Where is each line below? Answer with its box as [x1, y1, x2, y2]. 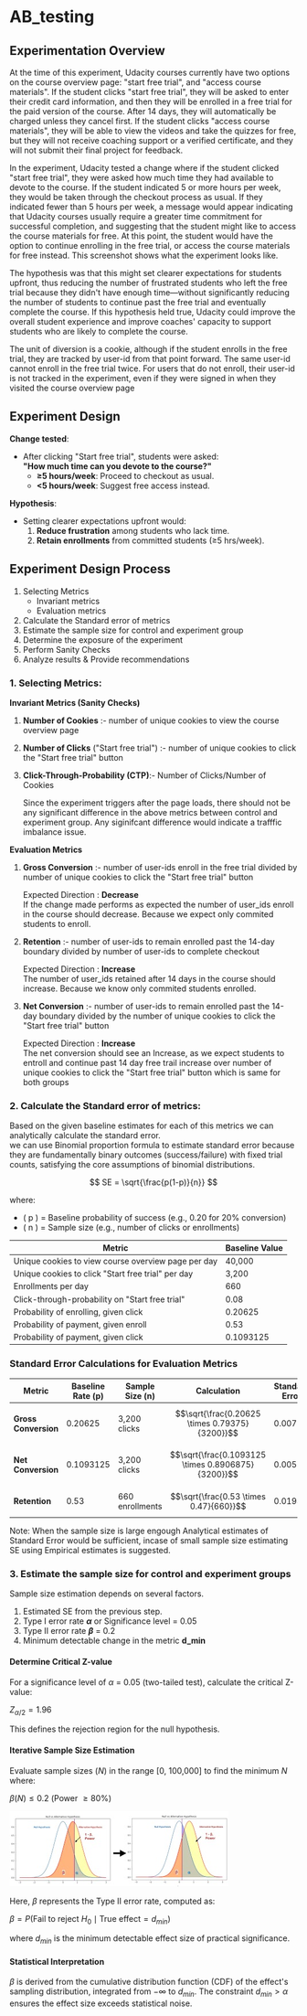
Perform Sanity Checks [22, 644, 111, 655]
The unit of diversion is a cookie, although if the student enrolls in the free [9, 344, 288, 354]
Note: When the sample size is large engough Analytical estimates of [9, 1525, 269, 1537]
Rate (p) [72, 1390, 104, 1401]
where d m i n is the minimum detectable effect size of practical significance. [9, 1933, 291, 1947]
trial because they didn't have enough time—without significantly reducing [9, 287, 290, 298]
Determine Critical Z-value [9, 1656, 112, 1667]
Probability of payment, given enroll [13, 1319, 147, 1330]
